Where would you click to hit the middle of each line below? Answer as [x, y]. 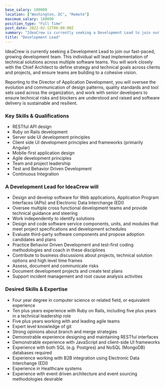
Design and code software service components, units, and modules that [85, 224]
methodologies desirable [37, 379]
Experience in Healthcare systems [47, 368]
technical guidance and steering [45, 213]
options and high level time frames [47, 261]
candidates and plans [34, 240]
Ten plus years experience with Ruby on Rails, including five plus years [84, 310]
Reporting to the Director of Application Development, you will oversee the [81, 82]
